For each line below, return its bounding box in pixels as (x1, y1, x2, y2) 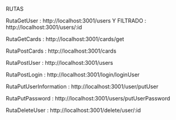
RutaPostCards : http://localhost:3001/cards (6, 47, 117, 54)
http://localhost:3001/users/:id (6, 24, 82, 31)
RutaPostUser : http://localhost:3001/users (6, 59, 113, 66)
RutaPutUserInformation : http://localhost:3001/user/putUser (6, 83, 159, 90)
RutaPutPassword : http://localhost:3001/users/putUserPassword (6, 95, 170, 102)
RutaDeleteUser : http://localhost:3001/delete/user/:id (6, 107, 142, 114)
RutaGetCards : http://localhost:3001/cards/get (6, 36, 124, 42)
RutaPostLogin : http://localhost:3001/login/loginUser (6, 71, 140, 78)
